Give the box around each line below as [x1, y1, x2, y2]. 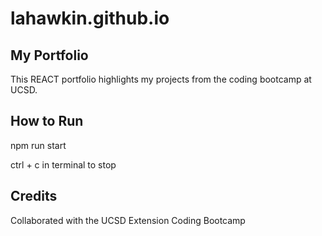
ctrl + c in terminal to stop [10, 158, 117, 171]
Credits [10, 188, 58, 205]
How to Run [10, 113, 84, 130]
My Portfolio [10, 47, 89, 64]
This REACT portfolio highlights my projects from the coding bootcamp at [10, 73, 312, 85]
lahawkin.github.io [10, 7, 170, 30]
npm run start [10, 139, 67, 151]
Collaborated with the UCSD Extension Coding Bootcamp [10, 214, 246, 226]
